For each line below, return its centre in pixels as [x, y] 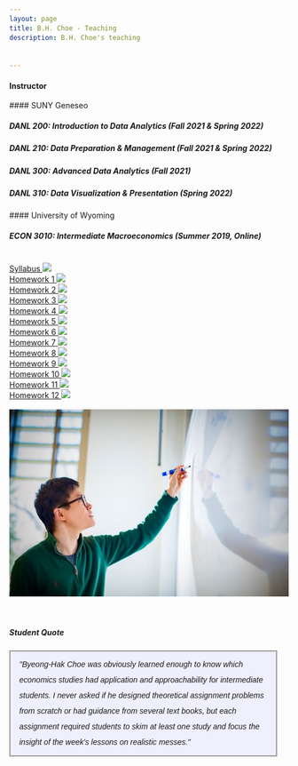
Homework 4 [33, 311]
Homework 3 [33, 300]
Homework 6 [33, 332]
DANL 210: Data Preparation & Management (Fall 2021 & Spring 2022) [141, 148]
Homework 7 [32, 343]
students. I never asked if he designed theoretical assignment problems [141, 695]
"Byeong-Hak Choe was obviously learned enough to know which [131, 664]
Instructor [28, 85]
